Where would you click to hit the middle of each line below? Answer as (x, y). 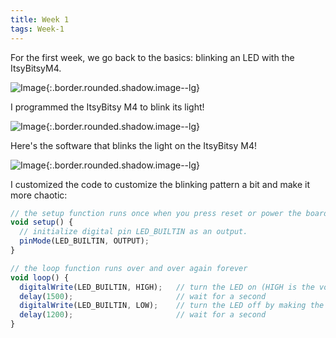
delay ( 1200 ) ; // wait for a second (143, 315)
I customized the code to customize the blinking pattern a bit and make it (160, 184)
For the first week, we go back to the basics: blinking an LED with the (152, 57)
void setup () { (42, 222)
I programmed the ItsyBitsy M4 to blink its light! (107, 107)
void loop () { (40, 277)
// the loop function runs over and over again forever (129, 268)
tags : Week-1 (37, 29)
